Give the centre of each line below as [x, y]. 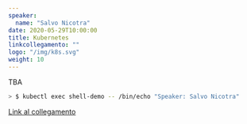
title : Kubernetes [39, 38]
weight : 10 [26, 60]
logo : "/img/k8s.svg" [44, 52]
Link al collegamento [42, 111]
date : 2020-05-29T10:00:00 [53, 30]
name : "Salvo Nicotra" [53, 23]
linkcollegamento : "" [44, 45]
